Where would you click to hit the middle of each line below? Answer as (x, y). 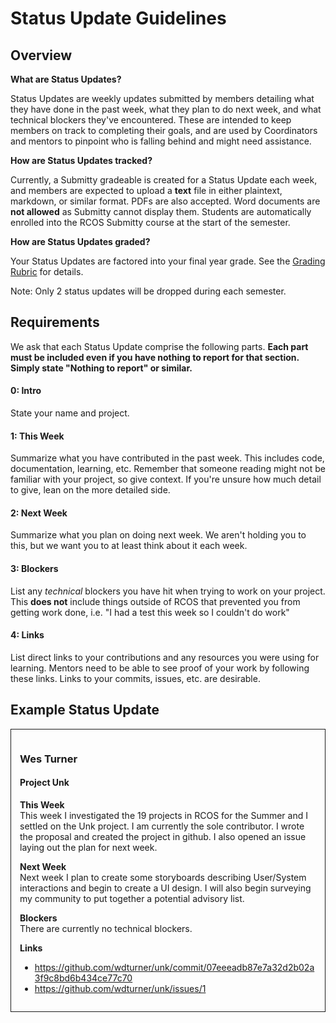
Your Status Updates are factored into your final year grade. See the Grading (168, 261)
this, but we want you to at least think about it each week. (129, 546)
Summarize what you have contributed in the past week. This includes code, (167, 458)
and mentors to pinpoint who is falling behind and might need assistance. (161, 141)
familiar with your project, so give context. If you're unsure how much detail (166, 479)
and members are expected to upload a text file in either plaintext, (146, 190)
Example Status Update (85, 710)
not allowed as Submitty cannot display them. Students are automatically (161, 211)
